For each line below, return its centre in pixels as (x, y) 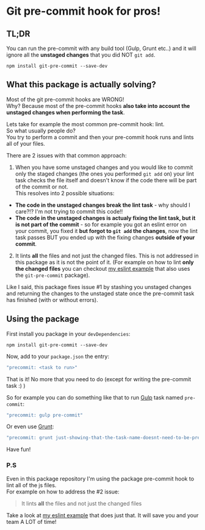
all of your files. (26, 143)
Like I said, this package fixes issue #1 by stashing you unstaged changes (99, 287)
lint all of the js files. (31, 485)
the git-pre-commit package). (52, 275)
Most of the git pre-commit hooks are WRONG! (65, 99)
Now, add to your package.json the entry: (58, 356)
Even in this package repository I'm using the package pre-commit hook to (100, 478)
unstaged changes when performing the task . (66, 112)
